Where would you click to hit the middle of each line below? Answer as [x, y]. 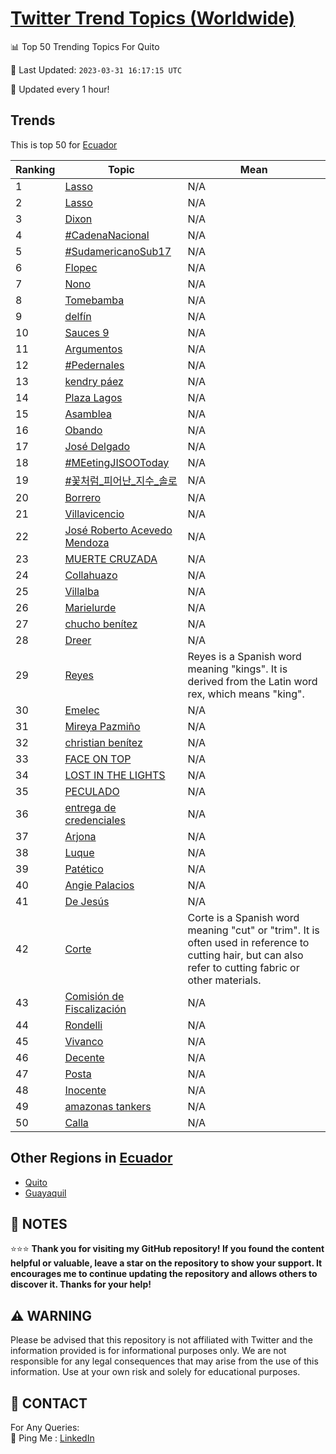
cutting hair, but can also [245, 955]
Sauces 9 [87, 332]
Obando [83, 430]
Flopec [81, 267]
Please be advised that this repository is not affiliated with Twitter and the [161, 1340]
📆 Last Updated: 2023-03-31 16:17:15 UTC [96, 69]
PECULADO [92, 791]
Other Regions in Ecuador [91, 1158]
